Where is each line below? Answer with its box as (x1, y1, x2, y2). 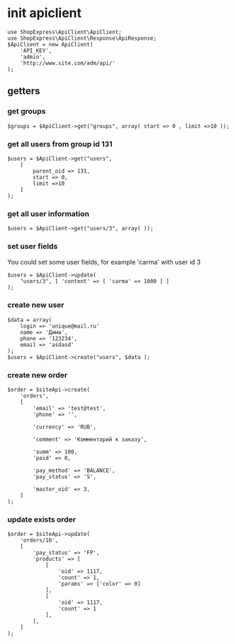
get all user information (7, 208, 90, 218)
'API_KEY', (20, 47, 52, 54)
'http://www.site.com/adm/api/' (20, 59, 116, 67)
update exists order (7, 515, 77, 525)
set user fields (7, 242, 58, 252)
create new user (7, 300, 64, 310)
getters (7, 85, 40, 97)
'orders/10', (20, 537, 59, 544)
